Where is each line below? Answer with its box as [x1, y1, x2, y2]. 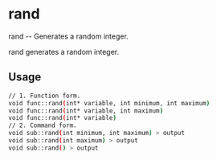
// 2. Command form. [8, 121, 78, 129]
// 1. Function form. [8, 92, 81, 100]
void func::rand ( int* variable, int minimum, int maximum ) [8, 99, 211, 107]
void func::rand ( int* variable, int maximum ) [8, 106, 163, 115]
